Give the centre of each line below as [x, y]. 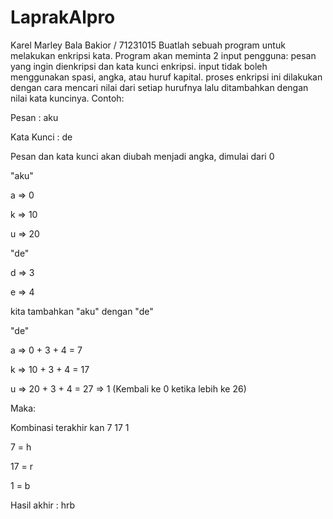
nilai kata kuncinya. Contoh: [67, 98]
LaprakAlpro [63, 17]
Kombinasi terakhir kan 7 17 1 [70, 427]
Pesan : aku [34, 117]
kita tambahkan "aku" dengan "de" [82, 311]
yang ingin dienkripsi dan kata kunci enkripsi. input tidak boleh [139, 66]
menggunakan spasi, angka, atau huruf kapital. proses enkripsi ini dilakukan [166, 77]
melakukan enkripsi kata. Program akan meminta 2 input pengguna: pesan [163, 55]
